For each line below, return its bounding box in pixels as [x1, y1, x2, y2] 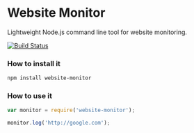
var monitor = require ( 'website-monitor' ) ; [7, 107, 136, 114]
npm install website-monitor [7, 75, 92, 81]
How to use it [7, 91, 52, 101]
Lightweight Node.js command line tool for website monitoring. [7, 28, 188, 36]
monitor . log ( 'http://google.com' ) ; [7, 120, 111, 127]
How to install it [7, 58, 61, 68]
